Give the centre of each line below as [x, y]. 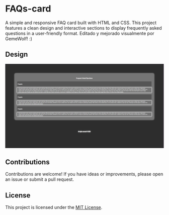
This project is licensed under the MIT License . [54, 207]
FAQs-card [28, 9]
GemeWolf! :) [19, 39]
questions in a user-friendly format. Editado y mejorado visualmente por [80, 33]
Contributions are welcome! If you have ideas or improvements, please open [84, 174]
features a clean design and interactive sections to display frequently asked [83, 28]
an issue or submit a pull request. [40, 179]
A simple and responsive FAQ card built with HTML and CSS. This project [81, 23]
